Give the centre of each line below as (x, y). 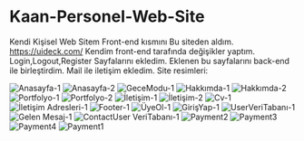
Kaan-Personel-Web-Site (107, 17)
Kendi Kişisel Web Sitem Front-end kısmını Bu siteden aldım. (122, 42)
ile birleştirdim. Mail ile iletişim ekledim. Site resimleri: (109, 70)
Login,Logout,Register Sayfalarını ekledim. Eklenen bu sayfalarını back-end (150, 61)
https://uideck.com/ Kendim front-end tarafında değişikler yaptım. (132, 51)
